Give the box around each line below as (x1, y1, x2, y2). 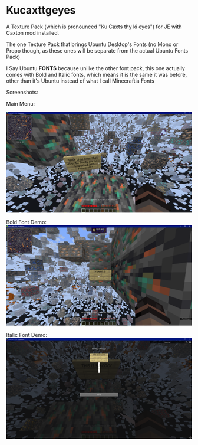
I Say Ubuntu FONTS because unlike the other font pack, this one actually (6, 64, 186, 71)
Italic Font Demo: (6, 332, 48, 339)
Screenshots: (6, 89, 38, 96)
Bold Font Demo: (6, 218, 47, 225)
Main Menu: (6, 100, 35, 107)
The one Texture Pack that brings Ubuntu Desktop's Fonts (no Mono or (6, 41, 179, 48)
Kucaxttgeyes (6, 4, 76, 17)
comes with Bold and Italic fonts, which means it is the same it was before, (6, 71, 187, 78)
